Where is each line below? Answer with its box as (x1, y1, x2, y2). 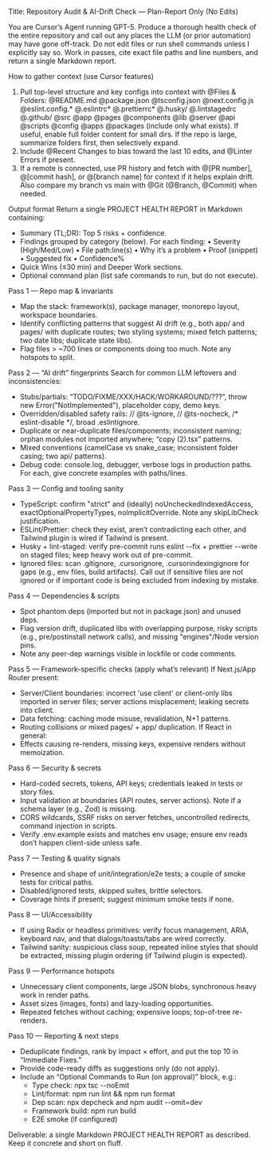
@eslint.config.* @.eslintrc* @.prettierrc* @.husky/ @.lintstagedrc (19, 104, 237, 113)
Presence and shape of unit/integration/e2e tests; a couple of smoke (19, 869, 245, 878)
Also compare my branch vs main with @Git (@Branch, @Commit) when (19, 180, 257, 190)
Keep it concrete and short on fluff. (8, 1138, 124, 1148)
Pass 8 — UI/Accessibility (8, 910, 93, 919)
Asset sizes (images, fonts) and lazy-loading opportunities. (19, 999, 214, 1008)
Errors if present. (19, 155, 76, 164)
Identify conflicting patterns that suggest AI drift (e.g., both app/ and (19, 319, 245, 328)
